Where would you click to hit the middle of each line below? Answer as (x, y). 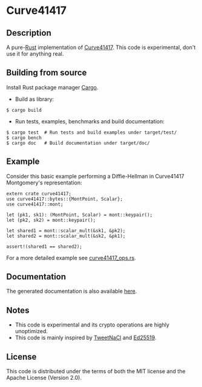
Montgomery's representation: (44, 183)
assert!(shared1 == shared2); (44, 246)
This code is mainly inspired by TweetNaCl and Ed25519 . (86, 338)
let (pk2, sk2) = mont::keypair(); (51, 220)
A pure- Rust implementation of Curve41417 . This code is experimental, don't (101, 47)
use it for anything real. (35, 54)
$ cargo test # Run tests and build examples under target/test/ (92, 132)
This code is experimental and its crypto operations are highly (92, 325)
